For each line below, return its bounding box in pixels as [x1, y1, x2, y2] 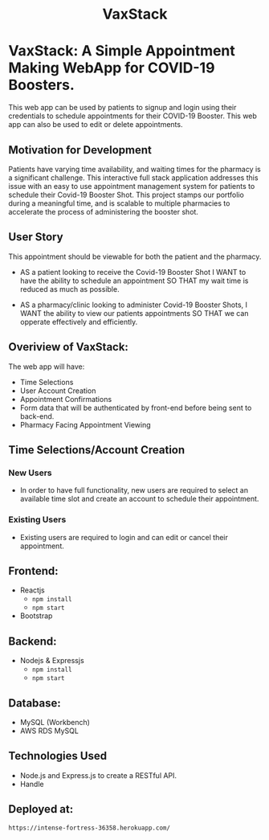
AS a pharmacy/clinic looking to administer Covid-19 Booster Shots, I [19, 300, 247, 309]
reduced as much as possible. [19, 284, 120, 293]
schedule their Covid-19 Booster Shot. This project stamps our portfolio [8, 190, 245, 199]
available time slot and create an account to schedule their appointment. [19, 494, 259, 504]
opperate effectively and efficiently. [19, 317, 138, 326]
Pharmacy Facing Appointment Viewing [19, 420, 151, 429]
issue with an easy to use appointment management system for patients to [8, 181, 255, 191]
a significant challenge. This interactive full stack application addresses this [8, 173, 259, 182]
